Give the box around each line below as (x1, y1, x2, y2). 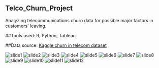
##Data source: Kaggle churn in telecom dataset (5, 42, 107, 48)
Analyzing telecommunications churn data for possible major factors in (5, 17, 153, 23)
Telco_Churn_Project (5, 4, 73, 13)
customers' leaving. (5, 23, 47, 29)
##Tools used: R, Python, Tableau (5, 32, 76, 38)
